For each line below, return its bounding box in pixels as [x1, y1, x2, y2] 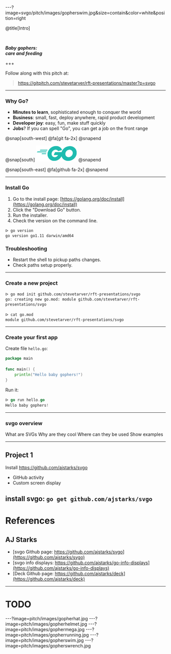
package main [5, 356, 33, 361]
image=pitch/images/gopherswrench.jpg [5, 643, 91, 649]
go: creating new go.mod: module [5, 297, 76, 302]
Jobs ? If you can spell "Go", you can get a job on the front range [12, 125, 148, 132]
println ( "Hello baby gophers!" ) [14, 372, 83, 378]
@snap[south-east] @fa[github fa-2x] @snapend [5, 167, 108, 173]
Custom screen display [12, 480, 61, 486]
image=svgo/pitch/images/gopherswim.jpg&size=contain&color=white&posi [5, 10, 165, 16]
